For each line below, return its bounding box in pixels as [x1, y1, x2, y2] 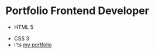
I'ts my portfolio [13, 41, 52, 48]
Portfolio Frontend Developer [5, 4, 150, 18]
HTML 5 [13, 23, 34, 31]
